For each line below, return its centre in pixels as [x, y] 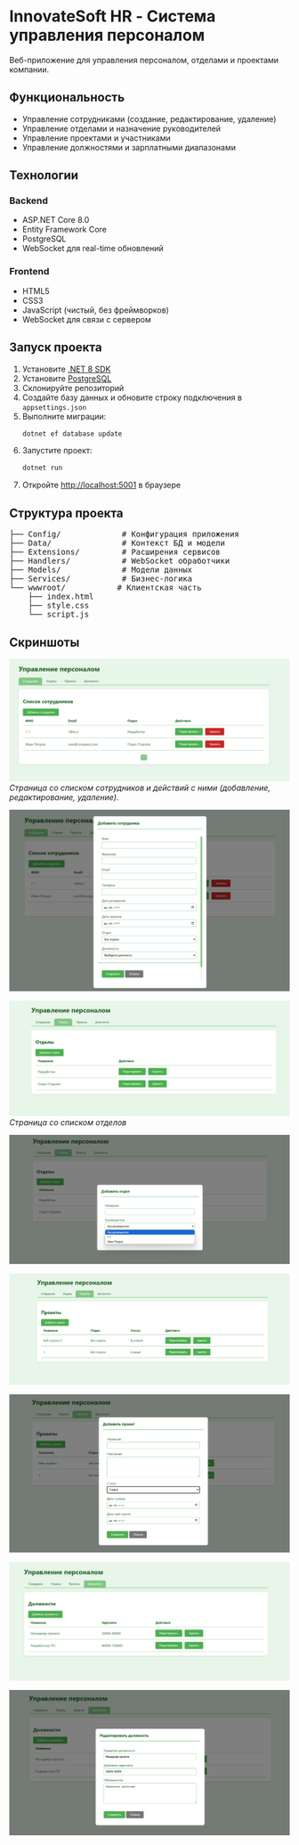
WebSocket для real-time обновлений [93, 249]
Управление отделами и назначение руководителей [121, 128]
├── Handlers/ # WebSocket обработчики [120, 561]
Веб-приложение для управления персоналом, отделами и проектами [144, 60]
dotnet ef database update [72, 434]
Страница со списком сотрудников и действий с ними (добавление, [140, 788]
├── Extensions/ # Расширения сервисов [115, 552]
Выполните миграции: [64, 416]
